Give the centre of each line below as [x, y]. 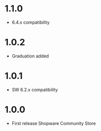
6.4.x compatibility [31, 22]
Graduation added [30, 56]
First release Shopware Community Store [54, 123]
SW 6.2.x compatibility [35, 89]
